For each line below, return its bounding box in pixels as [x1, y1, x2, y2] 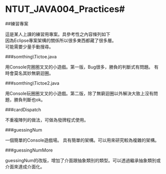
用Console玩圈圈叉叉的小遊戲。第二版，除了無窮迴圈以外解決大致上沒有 [5, 90, 154, 96]
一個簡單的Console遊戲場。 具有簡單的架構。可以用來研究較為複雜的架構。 [5, 137, 159, 143]
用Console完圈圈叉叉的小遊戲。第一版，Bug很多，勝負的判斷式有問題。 [5, 64, 153, 70]
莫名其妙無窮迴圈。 [13, 70, 53, 76]
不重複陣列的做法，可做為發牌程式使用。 [5, 117, 88, 123]
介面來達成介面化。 [5, 164, 45, 170]
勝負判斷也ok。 [13, 96, 46, 103]
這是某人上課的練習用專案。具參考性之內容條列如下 [5, 31, 110, 37]
